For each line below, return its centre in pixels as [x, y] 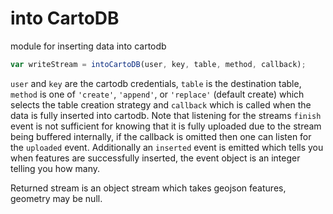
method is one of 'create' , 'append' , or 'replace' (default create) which [157, 94]
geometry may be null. [56, 198]
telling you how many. [55, 168]
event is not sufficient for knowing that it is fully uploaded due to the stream [166, 126]
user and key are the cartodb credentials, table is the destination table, [156, 83]
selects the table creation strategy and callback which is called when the [161, 104]
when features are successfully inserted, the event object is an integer [155, 158]
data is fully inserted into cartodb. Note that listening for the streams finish [166, 115]
